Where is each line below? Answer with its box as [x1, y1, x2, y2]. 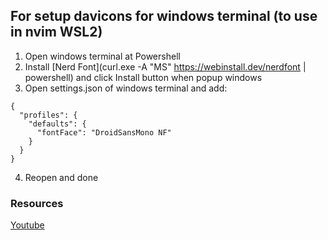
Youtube [10, 219, 45, 231]
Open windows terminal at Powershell [24, 50, 181, 62]
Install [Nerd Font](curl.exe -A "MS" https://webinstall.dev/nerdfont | [24, 60, 307, 73]
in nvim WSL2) [10, 24, 103, 41]
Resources [10, 196, 64, 210]
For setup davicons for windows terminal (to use [10, 8, 318, 25]
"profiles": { [19, 110, 78, 120]
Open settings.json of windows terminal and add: [24, 82, 228, 94]
